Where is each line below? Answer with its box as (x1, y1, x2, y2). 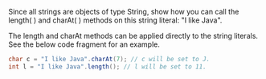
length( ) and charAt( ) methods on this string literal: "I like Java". (8, 15, 223, 25)
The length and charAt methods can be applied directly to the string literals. (8, 31, 259, 40)
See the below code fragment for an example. (8, 39, 161, 49)
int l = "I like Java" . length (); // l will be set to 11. (8, 62, 207, 71)
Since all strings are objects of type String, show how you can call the (8, 7, 239, 16)
